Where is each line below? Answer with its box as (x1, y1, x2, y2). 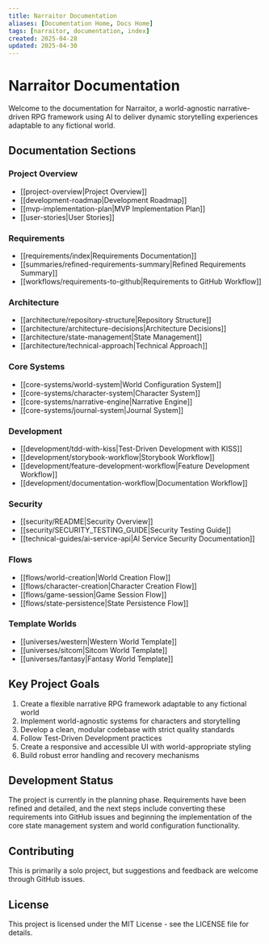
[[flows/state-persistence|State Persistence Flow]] (19, 598, 189, 608)
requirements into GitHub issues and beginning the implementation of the (8, 812, 253, 822)
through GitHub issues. (8, 874, 86, 884)
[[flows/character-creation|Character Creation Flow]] (19, 581, 197, 591)
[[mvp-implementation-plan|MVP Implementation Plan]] (19, 204, 206, 213)
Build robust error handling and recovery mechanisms (19, 750, 200, 760)
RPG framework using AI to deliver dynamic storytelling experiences (31, 112, 258, 122)
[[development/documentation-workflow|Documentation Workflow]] (19, 478, 248, 487)
